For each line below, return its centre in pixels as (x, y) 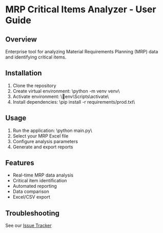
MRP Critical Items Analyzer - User (81, 9)
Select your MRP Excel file (40, 136)
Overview (21, 39)
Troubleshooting (33, 213)
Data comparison (31, 191)
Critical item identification (40, 181)
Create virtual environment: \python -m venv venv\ (66, 91)
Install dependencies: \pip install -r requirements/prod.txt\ (74, 102)
